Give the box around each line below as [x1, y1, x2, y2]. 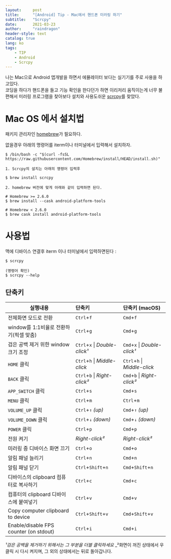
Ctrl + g [75, 327, 93, 334]
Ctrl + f [75, 314, 93, 321]
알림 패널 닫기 [8, 464, 39, 471]
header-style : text [5, 31, 47, 36]
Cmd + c [123, 477, 137, 484]
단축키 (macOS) [123, 304, 161, 311]
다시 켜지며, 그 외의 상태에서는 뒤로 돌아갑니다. [20, 548, 112, 554]
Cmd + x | [123, 341, 140, 348]
